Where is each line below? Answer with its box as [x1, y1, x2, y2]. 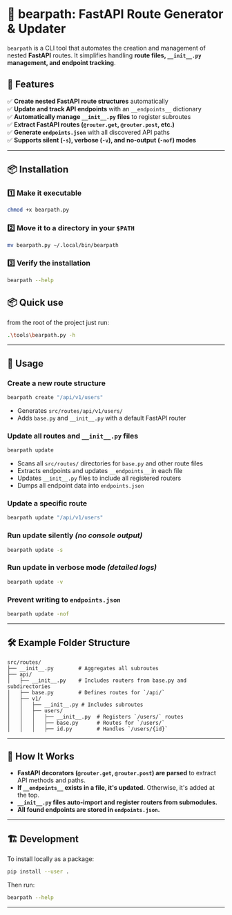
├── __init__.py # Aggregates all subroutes [7, 665, 159, 672]
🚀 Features [7, 79, 55, 91]
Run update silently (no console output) [7, 530, 143, 540]
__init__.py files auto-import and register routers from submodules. [17, 798, 217, 806]
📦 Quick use [7, 297, 64, 308]
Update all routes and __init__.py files [7, 431, 139, 441]
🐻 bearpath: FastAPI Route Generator [7, 6, 224, 22]
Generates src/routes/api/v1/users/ [17, 406, 123, 414]
